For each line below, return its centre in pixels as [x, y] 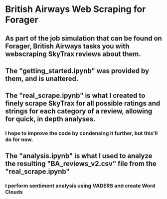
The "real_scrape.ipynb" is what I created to [75, 96]
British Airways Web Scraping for [76, 9]
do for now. [19, 139]
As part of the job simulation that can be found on [83, 38]
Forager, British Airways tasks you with [67, 46]
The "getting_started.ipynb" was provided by [77, 71]
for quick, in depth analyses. [50, 119]
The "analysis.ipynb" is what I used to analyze [79, 156]
